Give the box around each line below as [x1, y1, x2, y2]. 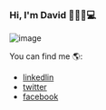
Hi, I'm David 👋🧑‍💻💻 [9, 8, 97, 21]
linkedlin [22, 72, 54, 83]
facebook [22, 91, 59, 103]
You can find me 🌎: [9, 51, 83, 62]
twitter [22, 82, 47, 93]
